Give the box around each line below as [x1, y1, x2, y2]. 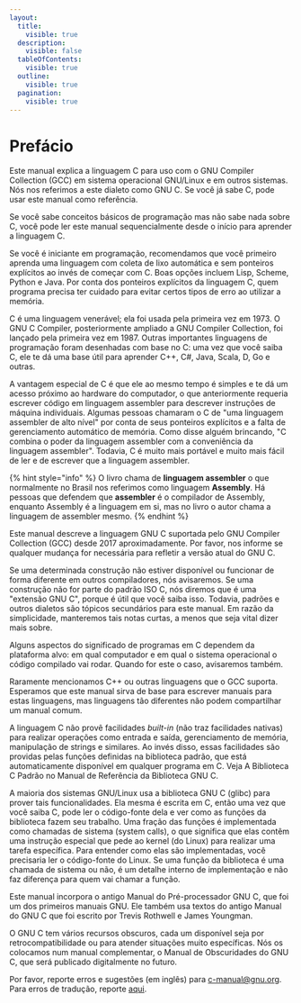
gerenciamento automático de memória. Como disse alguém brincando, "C [9, 427, 287, 438]
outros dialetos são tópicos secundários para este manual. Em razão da [9, 603, 274, 614]
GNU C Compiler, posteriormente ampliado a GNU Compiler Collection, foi [9, 323, 283, 334]
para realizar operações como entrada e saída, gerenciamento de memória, [9, 732, 289, 743]
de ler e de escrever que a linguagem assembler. [9, 456, 190, 466]
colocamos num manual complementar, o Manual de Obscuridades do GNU [9, 947, 289, 958]
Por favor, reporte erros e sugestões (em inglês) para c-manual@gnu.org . [9, 974, 282, 985]
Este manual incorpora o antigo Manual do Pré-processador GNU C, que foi [9, 891, 289, 902]
